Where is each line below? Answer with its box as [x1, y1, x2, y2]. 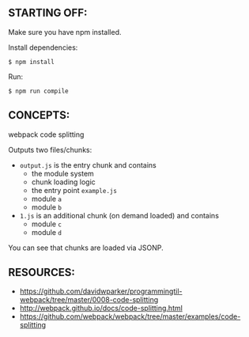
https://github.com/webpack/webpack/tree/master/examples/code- [19, 312, 241, 321]
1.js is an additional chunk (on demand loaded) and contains [19, 210, 220, 220]
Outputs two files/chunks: [8, 145, 92, 154]
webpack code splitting [8, 130, 85, 139]
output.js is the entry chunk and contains [19, 160, 157, 169]
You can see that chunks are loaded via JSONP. [8, 243, 164, 252]
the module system [31, 168, 95, 178]
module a [31, 194, 62, 203]
